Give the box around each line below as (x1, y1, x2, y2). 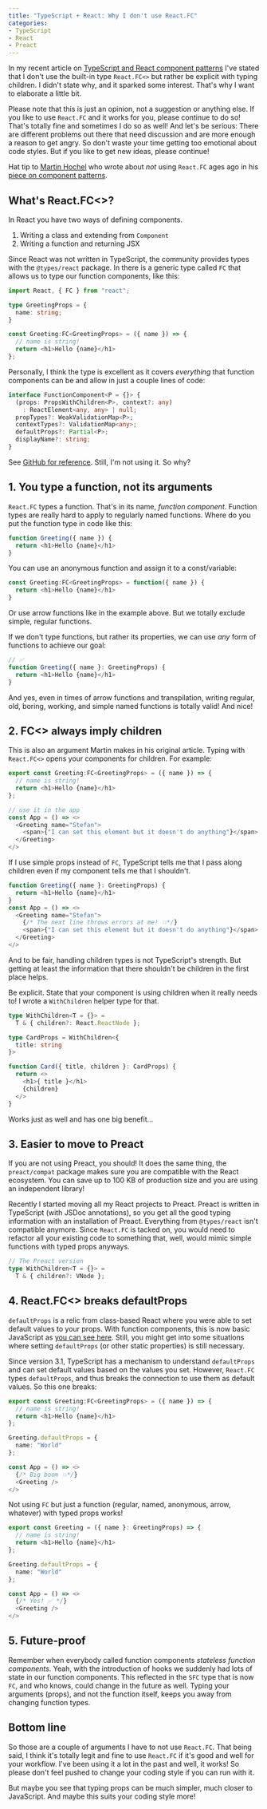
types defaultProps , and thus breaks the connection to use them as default (8, 1373, 255, 1383)
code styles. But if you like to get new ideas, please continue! (8, 147, 210, 156)
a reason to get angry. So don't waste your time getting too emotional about (8, 138, 257, 148)
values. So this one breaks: (8, 1382, 97, 1391)
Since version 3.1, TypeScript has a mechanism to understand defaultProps (8, 1356, 255, 1366)
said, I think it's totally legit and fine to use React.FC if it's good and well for (8, 1750, 254, 1760)
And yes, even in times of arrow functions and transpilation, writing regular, (8, 692, 255, 703)
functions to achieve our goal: (8, 640, 106, 650)
